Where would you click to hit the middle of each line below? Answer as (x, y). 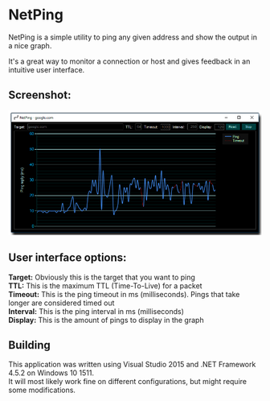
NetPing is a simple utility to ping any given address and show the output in (133, 37)
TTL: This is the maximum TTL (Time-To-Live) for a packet (105, 285)
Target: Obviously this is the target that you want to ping (102, 277)
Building (29, 345)
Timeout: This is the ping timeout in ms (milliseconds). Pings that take (124, 294)
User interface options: (67, 258)
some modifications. (42, 390)
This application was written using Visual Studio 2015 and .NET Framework (132, 365)
